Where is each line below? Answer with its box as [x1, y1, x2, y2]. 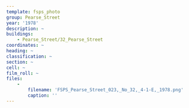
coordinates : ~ [6, 43, 44, 49]
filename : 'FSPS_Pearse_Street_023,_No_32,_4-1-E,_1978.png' [28, 87, 184, 93]
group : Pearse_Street [6, 14, 61, 20]
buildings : [6, 31, 34, 37]
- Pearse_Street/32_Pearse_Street [17, 37, 103, 43]
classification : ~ [6, 53, 52, 59]
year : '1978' [6, 20, 39, 26]
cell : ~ [6, 64, 26, 71]
